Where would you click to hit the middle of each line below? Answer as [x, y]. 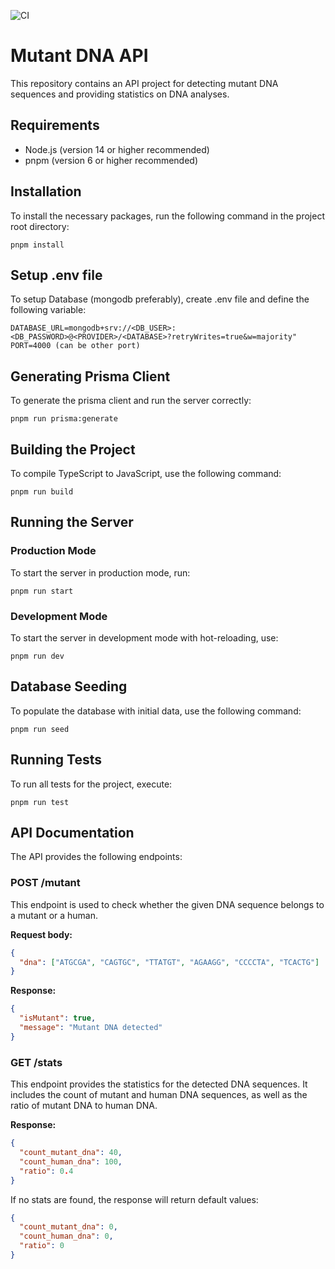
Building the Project [73, 449]
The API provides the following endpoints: [96, 857]
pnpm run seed [40, 729]
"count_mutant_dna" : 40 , [71, 1153]
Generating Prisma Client [90, 376]
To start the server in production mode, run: [100, 572]
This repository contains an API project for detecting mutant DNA [144, 83]
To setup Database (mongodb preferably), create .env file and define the [160, 299]
